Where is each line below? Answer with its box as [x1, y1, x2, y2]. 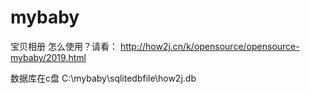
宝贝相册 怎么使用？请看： [10, 40, 118, 52]
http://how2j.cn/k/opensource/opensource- [119, 40, 300, 52]
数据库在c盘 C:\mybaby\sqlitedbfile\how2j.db [10, 72, 197, 84]
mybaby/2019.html [10, 51, 87, 63]
